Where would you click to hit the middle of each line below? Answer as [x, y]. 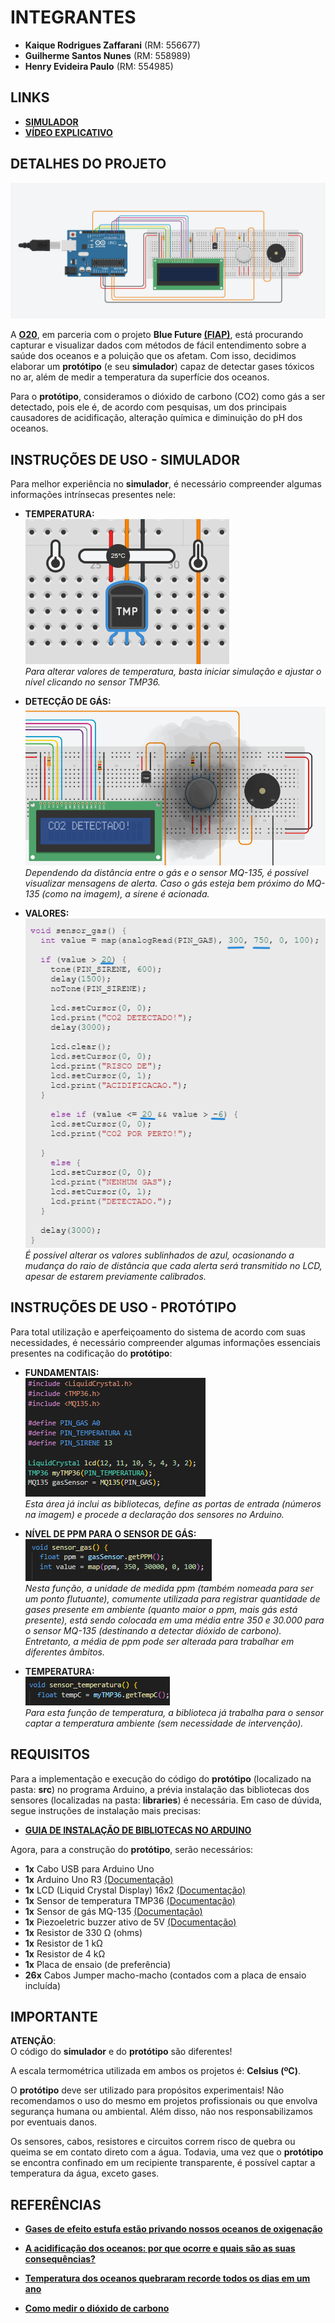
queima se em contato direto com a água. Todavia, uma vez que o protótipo [167, 2152]
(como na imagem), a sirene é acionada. [125, 894]
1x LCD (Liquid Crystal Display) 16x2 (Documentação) [135, 1890]
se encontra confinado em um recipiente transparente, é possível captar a [163, 2163]
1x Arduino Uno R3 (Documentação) [99, 1879]
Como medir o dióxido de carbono [97, 2308]
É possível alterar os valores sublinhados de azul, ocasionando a [159, 1255]
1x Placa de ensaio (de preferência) [98, 1964]
